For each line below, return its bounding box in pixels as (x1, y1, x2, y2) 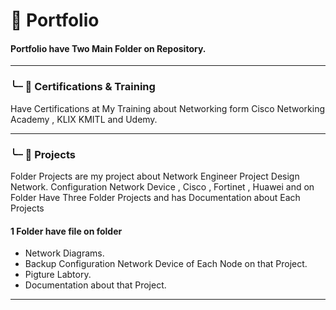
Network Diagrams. (24, 247, 105, 259)
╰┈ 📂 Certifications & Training (10, 80, 156, 94)
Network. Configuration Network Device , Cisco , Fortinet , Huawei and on (10, 180, 315, 193)
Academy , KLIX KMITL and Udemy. (10, 113, 158, 125)
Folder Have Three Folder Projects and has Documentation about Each (10, 191, 301, 203)
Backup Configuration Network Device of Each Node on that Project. (24, 258, 308, 270)
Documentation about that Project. (24, 279, 167, 291)
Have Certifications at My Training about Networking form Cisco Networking (10, 102, 326, 114)
